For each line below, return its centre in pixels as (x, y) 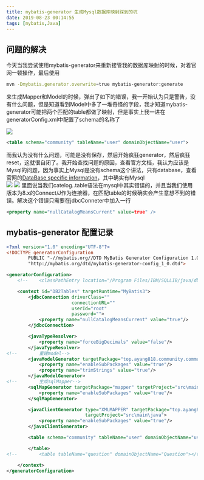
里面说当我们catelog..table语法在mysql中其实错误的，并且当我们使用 (107, 185)
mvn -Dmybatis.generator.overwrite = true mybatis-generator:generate (95, 85)
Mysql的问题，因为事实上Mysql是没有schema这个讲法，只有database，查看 (101, 170)
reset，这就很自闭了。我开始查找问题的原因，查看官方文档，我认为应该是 (98, 162)
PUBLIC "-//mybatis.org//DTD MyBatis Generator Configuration (108, 258)
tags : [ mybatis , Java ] (34, 23)
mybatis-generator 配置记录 (60, 233)
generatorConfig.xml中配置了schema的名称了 (63, 120)
